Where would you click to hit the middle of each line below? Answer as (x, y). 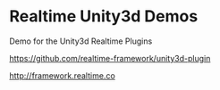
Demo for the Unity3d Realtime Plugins (81, 41)
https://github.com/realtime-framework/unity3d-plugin (110, 58)
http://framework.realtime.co (63, 75)
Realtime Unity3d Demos (104, 16)
